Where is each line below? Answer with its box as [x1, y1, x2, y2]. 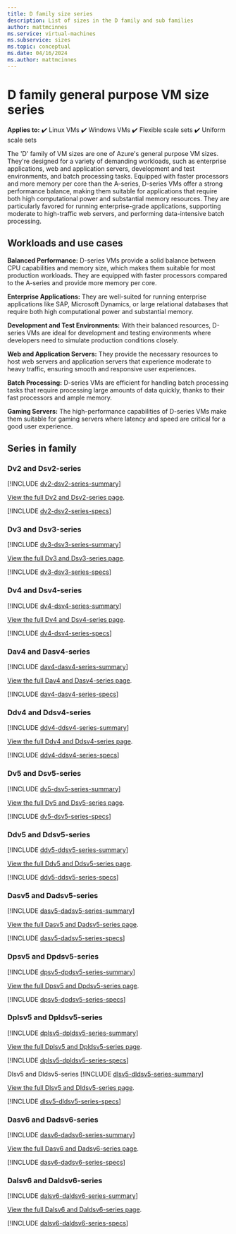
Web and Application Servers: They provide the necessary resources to [7, 349, 218, 358]
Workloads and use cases [7, 237, 123, 249]
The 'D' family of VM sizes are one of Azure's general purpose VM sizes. [7, 149, 219, 157]
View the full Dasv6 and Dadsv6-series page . [7, 1144, 139, 1153]
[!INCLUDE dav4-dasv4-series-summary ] [7, 663, 129, 671]
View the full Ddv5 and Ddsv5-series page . [7, 859, 132, 868]
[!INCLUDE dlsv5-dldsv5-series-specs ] [7, 1097, 121, 1106]
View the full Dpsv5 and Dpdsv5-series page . [7, 981, 139, 990]
